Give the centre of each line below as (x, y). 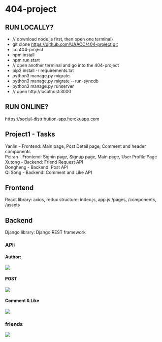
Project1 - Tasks (30, 134)
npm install (23, 55)
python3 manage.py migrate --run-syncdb (55, 81)
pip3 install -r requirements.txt (43, 70)
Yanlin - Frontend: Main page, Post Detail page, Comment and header (76, 146)
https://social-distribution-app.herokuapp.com (52, 119)
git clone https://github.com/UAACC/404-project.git (65, 44)
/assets (13, 205)
